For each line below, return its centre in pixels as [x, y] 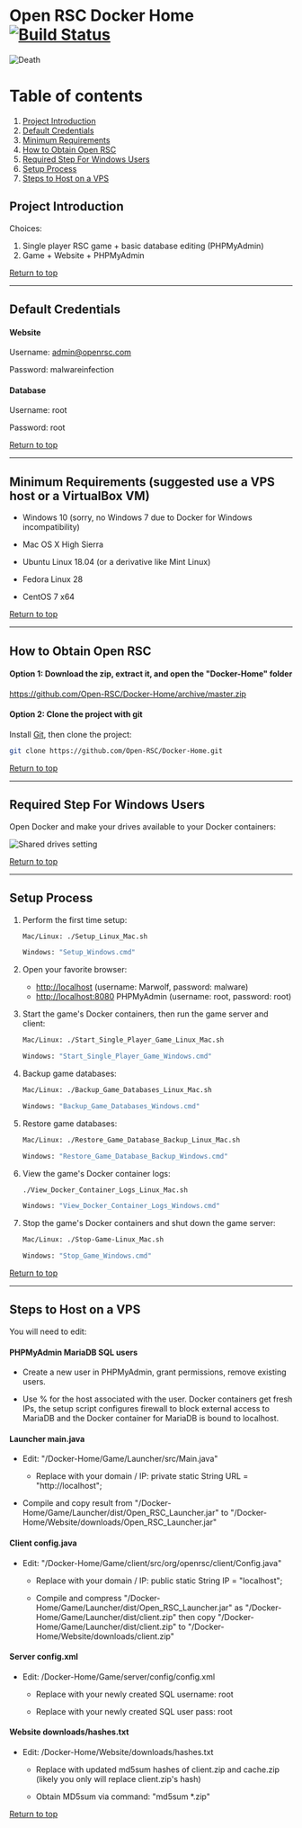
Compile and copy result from [77, 1503]
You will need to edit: [48, 1331]
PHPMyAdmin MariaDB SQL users [74, 1352]
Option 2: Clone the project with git [76, 714]
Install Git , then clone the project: [71, 735]
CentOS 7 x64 [48, 597]
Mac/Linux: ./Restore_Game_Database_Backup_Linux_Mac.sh [131, 1140]
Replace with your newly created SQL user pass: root [134, 1711]
